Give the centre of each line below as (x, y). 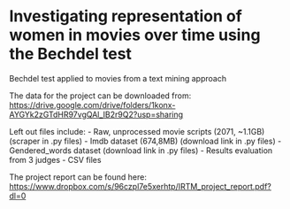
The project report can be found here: (78, 177)
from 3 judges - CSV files (55, 159)
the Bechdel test (71, 54)
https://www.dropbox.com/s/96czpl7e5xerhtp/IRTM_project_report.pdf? (140, 186)
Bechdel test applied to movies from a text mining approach (118, 78)
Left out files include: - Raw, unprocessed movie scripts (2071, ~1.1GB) (137, 131)
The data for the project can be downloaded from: (100, 96)
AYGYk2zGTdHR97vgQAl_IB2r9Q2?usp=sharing (96, 114)
